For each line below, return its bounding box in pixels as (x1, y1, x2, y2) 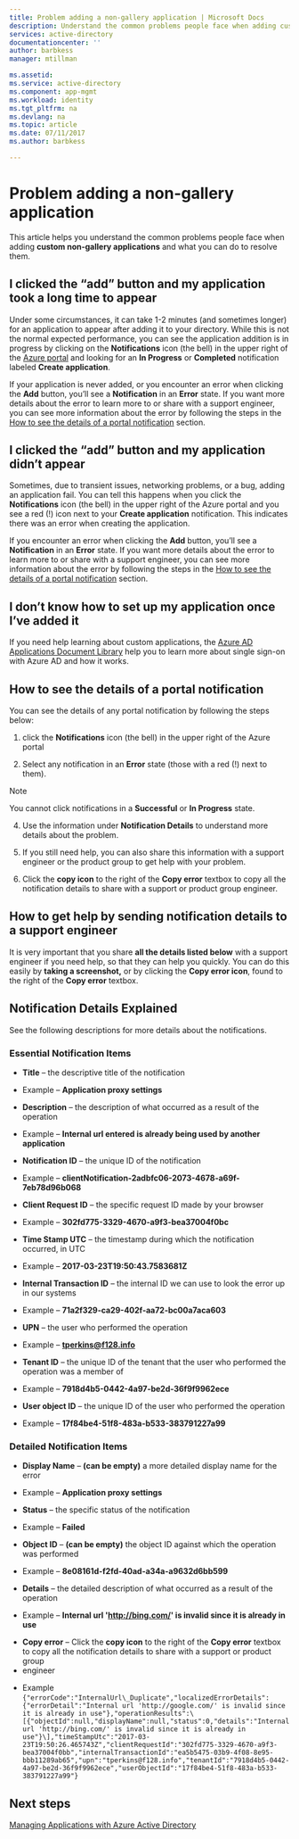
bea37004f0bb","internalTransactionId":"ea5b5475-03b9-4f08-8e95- (21, 1748, 274, 1758)
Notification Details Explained (9, 1001, 178, 1016)
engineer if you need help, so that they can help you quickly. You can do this (9, 956, 290, 966)
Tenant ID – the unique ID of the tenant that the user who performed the (21, 1356, 287, 1367)
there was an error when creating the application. (9, 518, 190, 529)
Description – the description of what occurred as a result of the (21, 1101, 260, 1112)
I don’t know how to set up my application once (9, 599, 276, 614)
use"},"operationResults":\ (90, 1710, 194, 1719)
